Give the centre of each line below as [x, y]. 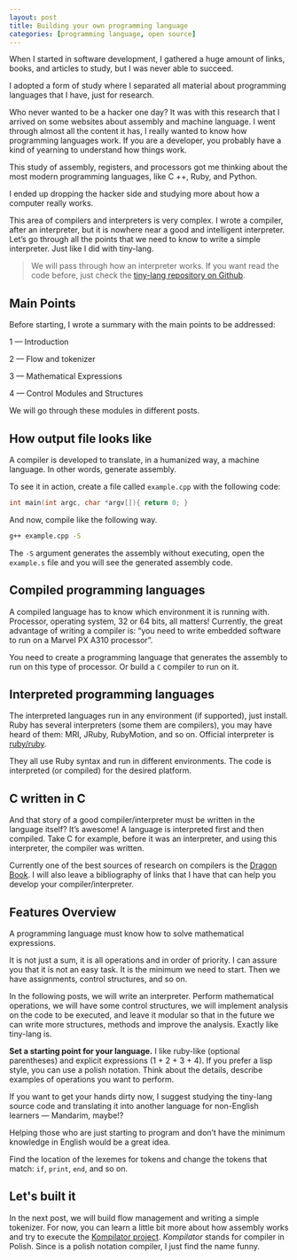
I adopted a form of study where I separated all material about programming [148, 86]
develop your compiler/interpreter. [72, 885]
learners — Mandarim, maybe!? [66, 1115]
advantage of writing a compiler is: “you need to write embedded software [145, 630]
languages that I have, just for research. [82, 95]
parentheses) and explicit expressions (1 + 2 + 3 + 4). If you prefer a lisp [141, 1060]
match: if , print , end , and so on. [69, 1169]
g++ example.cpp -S [45, 536]
